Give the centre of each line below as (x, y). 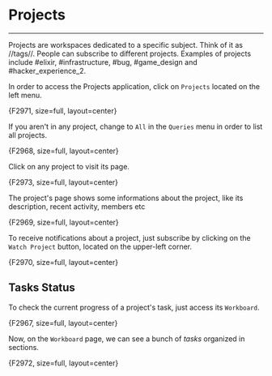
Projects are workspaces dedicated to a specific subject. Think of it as (125, 45)
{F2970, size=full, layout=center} (64, 262)
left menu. (25, 95)
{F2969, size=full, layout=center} (64, 222)
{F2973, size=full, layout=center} (64, 182)
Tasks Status (42, 288)
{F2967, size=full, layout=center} (63, 323)
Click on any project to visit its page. (69, 166)
